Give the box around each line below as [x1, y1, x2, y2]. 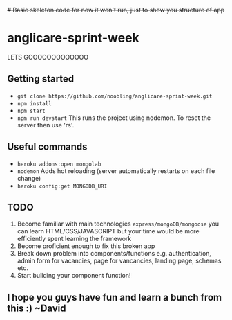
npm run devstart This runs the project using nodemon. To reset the [17, 114, 211, 122]
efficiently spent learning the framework [17, 235, 132, 243]
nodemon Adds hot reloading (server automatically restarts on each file [17, 166, 215, 175]
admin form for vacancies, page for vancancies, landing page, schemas [17, 256, 222, 265]
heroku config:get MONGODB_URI [17, 183, 108, 190]
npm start [17, 107, 46, 114]
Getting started [7, 73, 75, 85]
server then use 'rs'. [17, 121, 75, 129]
